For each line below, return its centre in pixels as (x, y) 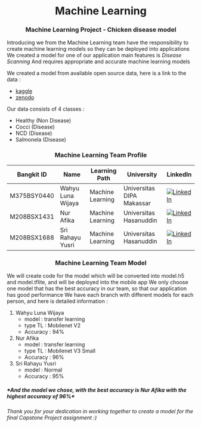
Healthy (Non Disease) (43, 121)
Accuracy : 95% (44, 376)
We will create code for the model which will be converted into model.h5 (95, 276)
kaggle (24, 91)
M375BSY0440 (32, 195)
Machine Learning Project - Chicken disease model (101, 30)
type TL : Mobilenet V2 (52, 325)
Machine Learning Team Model (101, 263)
